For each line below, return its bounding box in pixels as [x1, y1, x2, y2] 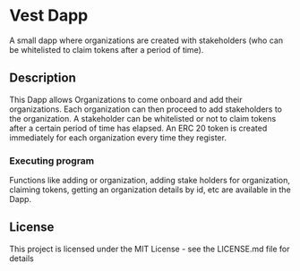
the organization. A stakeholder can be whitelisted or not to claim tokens [9, 113, 277, 123]
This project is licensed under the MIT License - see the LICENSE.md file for [9, 243, 290, 254]
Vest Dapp [9, 5, 89, 26]
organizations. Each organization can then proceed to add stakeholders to [9, 104, 282, 114]
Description [9, 71, 76, 86]
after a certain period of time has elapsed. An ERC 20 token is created [9, 123, 268, 133]
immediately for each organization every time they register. [9, 131, 227, 143]
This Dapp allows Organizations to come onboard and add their [9, 94, 244, 105]
